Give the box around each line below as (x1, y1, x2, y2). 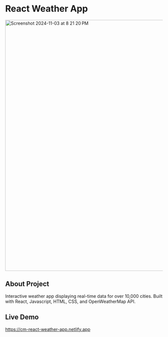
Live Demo (5, 313, 39, 321)
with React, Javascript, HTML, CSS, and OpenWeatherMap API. (5, 298, 136, 304)
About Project (5, 280, 49, 288)
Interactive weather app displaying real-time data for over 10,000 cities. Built (5, 293, 162, 299)
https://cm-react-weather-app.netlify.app (5, 326, 91, 332)
